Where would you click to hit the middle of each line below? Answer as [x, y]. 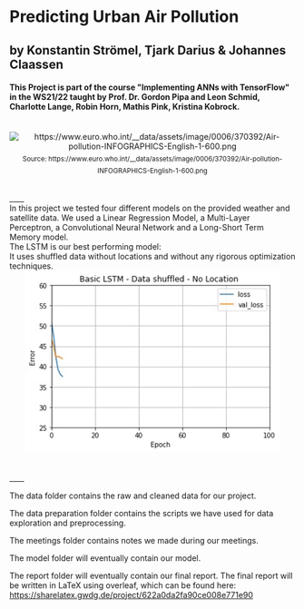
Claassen [36, 64]
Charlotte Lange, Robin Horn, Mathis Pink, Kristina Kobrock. [125, 107]
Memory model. [39, 237]
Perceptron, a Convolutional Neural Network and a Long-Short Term [137, 228]
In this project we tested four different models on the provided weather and [150, 208]
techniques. [31, 266]
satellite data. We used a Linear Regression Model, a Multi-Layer [130, 218]
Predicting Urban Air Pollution [124, 17]
